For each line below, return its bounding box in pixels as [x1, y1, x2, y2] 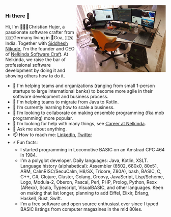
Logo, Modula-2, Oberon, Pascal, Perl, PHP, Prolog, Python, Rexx [20, 179, 157, 185]
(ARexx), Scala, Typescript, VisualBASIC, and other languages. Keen [20, 184, 164, 191]
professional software [5, 62, 51, 68]
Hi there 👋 [5, 12, 31, 19]
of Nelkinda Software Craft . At [5, 51, 69, 58]
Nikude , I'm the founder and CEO [5, 46, 75, 52]
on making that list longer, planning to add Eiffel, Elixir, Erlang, [20, 190, 150, 196]
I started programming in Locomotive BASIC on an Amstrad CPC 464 [20, 147, 165, 153]
